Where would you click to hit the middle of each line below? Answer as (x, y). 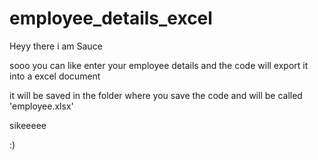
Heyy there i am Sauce (56, 46)
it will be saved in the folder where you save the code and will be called (156, 95)
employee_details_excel (111, 18)
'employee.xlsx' (41, 106)
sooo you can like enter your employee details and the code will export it (159, 65)
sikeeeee (28, 125)
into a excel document (55, 76)
